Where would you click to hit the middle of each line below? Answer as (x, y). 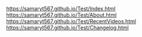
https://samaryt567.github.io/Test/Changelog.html (68, 27)
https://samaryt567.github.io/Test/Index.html (61, 9)
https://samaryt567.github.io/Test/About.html (61, 15)
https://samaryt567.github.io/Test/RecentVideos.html (71, 21)
